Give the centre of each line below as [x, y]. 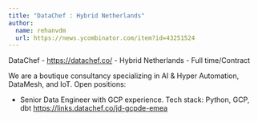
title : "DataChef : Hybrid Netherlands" [77, 16]
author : [21, 23]
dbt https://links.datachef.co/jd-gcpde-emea [94, 108]
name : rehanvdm [41, 30]
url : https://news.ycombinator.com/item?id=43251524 [105, 38]
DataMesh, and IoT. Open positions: [67, 84]
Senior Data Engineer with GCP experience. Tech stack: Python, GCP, [135, 100]
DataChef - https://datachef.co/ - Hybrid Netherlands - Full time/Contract [129, 60]
